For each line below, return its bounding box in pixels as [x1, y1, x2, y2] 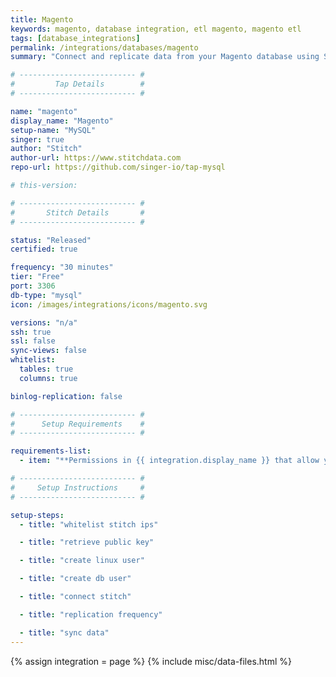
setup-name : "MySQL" [10, 125, 97, 135]
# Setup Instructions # [10, 482, 145, 493]
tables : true [19, 364, 74, 374]
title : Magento [10, 14, 74, 25]
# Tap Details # [10, 79, 145, 90]
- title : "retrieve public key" [19, 537, 155, 548]
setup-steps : [10, 510, 65, 520]
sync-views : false [10, 346, 87, 356]
